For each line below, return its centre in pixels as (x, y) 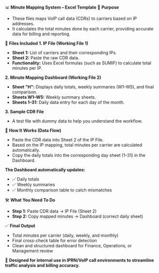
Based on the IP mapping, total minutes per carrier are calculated (77, 145)
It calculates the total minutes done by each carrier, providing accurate (83, 29)
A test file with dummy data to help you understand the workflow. (77, 121)
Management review (32, 251)
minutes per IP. (27, 68)
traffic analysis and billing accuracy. (42, 265)
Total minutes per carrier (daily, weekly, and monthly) (65, 235)
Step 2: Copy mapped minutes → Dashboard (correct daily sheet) (78, 216)
